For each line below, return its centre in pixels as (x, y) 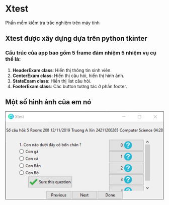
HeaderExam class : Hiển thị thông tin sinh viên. (62, 70)
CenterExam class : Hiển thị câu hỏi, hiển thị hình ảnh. (68, 76)
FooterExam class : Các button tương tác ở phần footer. (70, 86)
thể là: (13, 59)
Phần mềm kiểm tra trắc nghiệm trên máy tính (52, 23)
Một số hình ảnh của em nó (48, 102)
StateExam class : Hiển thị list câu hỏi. (52, 81)
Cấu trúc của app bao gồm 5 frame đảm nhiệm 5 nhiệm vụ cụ (81, 53)
